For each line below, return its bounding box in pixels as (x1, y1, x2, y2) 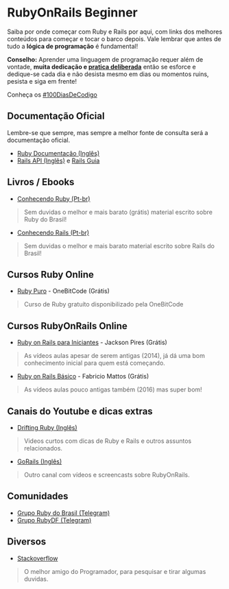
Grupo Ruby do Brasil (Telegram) (16, 509, 110, 517)
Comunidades (7, 490, 69, 502)
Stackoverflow (16, 554, 58, 562)
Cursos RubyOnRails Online (7, 320, 128, 332)
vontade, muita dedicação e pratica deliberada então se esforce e (7, 62, 197, 71)
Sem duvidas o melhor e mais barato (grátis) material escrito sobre (23, 208, 213, 216)
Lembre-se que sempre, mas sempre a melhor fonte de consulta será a (7, 128, 208, 136)
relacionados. (23, 444, 63, 452)
